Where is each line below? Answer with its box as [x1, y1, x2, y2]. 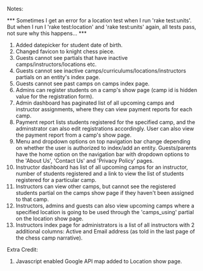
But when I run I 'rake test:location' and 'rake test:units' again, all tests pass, [7, 24, 196, 30]
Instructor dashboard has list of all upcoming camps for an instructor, [15, 163, 188, 171]
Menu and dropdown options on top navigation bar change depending [15, 138, 191, 145]
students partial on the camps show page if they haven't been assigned [15, 189, 194, 196]
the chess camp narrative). [15, 234, 83, 241]
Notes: [7, 5, 24, 12]
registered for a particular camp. [15, 177, 97, 183]
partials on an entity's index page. [15, 74, 100, 80]
